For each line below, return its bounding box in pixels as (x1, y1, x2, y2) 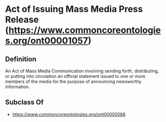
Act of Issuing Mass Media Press (5, 3, 143, 15)
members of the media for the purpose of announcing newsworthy (5, 78, 142, 84)
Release (5, 14, 39, 25)
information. (5, 84, 30, 90)
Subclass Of (5, 98, 44, 107)
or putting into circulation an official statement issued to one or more (5, 73, 146, 79)
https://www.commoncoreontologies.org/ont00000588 (12, 111, 126, 117)
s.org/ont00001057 (5, 35, 88, 47)
